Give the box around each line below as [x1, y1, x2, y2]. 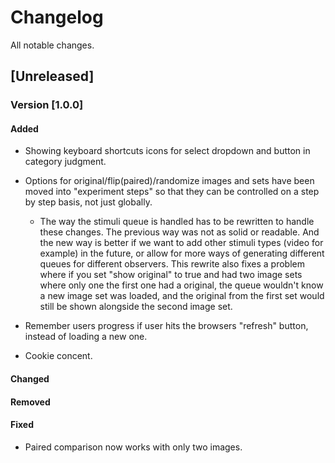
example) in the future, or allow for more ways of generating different [39, 247, 325, 260]
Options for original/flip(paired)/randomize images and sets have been [24, 175, 315, 187]
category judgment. [24, 156, 107, 168]
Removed [10, 396, 51, 408]
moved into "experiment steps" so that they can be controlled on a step [24, 186, 320, 198]
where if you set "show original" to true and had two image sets [39, 269, 303, 281]
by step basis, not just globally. [24, 196, 153, 208]
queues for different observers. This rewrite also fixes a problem [39, 258, 305, 270]
